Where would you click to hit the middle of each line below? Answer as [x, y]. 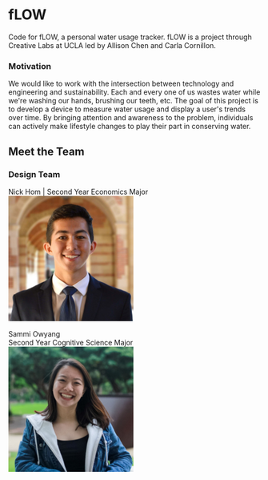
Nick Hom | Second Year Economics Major [78, 192]
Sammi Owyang [34, 333]
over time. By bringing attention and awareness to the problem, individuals [131, 118]
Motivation [30, 66]
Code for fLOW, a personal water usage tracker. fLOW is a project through [130, 37]
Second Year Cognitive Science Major [71, 342]
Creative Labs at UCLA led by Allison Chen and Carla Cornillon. [112, 45]
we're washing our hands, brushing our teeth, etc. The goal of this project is [133, 101]
